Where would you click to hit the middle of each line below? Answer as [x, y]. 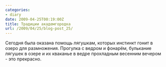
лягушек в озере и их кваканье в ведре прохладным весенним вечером [83, 54]
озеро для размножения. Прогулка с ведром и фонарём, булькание [78, 48]
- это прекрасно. [23, 59]
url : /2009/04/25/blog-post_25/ [39, 29]
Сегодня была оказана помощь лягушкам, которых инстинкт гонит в [79, 43]
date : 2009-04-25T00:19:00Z [35, 19]
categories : [18, 10]
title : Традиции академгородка [38, 24]
